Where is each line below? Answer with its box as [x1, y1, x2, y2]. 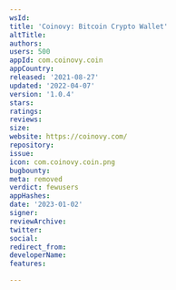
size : [9, 124, 30, 133]
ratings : [9, 107, 43, 116]
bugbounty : [9, 166, 51, 175]
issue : [9, 149, 34, 158]
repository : [9, 140, 54, 150]
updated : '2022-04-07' [9, 81, 95, 90]
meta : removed [9, 174, 64, 183]
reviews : [9, 115, 43, 124]
